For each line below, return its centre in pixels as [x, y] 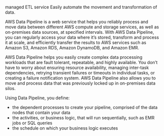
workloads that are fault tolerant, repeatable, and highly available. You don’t [81, 62]
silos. [10, 88]
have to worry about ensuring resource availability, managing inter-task [77, 68]
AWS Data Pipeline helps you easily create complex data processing [74, 57]
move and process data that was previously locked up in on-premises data [80, 83]
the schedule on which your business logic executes [65, 128]
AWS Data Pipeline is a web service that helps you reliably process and [77, 22]
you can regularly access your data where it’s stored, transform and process [82, 37]
